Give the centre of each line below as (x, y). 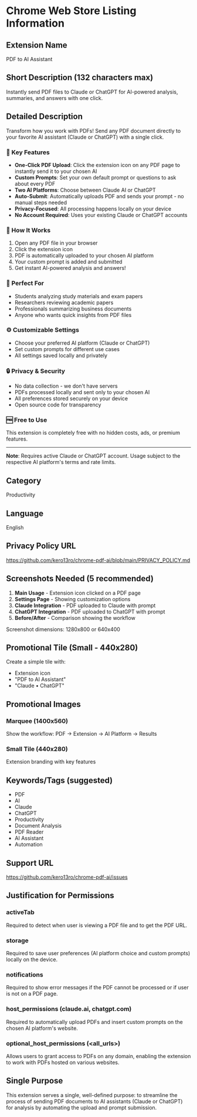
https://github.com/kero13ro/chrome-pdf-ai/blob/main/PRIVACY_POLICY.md (98, 560)
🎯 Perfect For (25, 284)
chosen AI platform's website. (42, 1028)
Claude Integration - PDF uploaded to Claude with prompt (85, 605)
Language (25, 513)
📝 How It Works (28, 230)
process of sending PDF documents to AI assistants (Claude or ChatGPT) (94, 1101)
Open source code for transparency (58, 405)
